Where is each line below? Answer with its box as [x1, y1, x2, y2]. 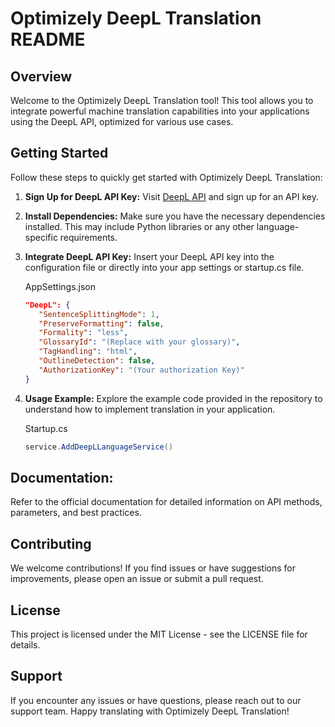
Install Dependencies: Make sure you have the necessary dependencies [24, 210, 326, 222]
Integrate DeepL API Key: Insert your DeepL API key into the [24, 250, 275, 262]
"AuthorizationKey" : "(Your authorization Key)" [38, 365, 245, 375]
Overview [10, 68, 73, 85]
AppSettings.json [24, 280, 97, 292]
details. [10, 639, 41, 651]
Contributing [10, 535, 92, 552]
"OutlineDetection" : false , [38, 356, 156, 366]
